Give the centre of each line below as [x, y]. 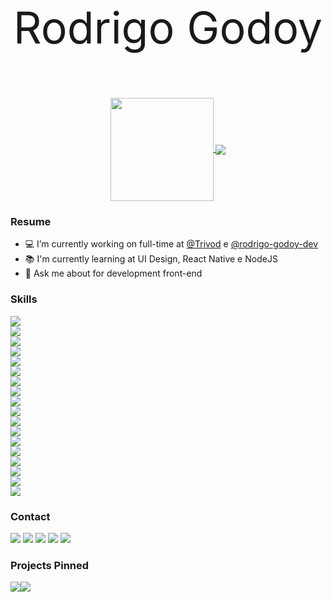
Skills [24, 299]
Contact [30, 516]
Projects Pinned [50, 565]
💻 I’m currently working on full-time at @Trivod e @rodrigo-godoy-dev [171, 244]
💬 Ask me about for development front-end [113, 273]
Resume [31, 221]
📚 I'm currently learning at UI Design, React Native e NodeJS [151, 259]
